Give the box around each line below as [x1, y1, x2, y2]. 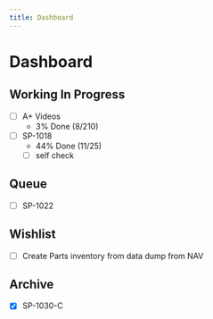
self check [35, 149, 74, 161]
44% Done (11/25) [35, 140, 102, 151]
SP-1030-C [21, 300, 64, 311]
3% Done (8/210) [35, 121, 99, 131]
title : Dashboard [9, 13, 74, 22]
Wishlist [9, 227, 56, 242]
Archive [9, 276, 54, 291]
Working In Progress [9, 87, 126, 103]
